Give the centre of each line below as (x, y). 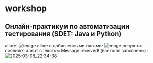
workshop (26, 8)
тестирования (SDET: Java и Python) (63, 34)
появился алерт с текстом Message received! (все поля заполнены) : (77, 51)
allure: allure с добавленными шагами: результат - (76, 46)
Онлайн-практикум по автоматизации (67, 26)
